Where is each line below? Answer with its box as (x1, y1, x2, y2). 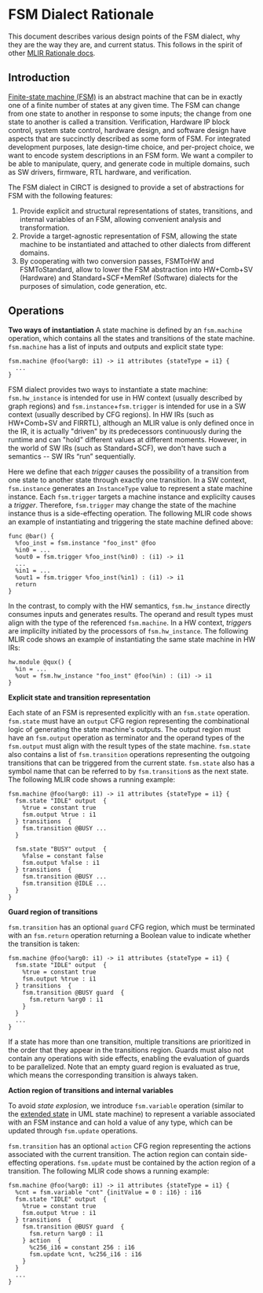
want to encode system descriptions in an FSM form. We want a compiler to (8, 150, 254, 160)
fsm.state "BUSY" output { (15, 844, 108, 853)
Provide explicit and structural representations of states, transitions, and (19, 206, 254, 216)
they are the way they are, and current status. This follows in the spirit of (8, 39, 243, 49)
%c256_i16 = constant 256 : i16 (28, 1243, 135, 1251)
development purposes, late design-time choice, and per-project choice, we (8, 142, 255, 151)
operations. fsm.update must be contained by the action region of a (38, 1158, 256, 1167)
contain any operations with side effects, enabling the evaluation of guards (8, 1053, 250, 1063)
